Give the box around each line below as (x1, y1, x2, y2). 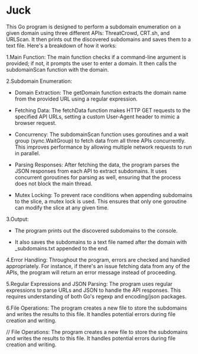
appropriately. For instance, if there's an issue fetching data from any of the (6, 262, 190, 269)
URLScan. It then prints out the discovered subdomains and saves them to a (6, 36, 191, 43)
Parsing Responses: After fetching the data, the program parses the (14, 161, 180, 168)
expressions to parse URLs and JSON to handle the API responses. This (6, 287, 181, 294)
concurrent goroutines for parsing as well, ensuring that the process (14, 173, 181, 181)
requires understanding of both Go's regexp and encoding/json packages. (6, 292, 187, 300)
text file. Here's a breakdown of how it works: (6, 42, 117, 49)
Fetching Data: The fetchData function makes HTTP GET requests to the (14, 107, 191, 114)
